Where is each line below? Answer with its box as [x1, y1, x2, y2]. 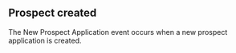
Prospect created [8, 6, 97, 20]
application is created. [8, 36, 82, 45]
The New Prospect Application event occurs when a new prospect [8, 27, 228, 36]
